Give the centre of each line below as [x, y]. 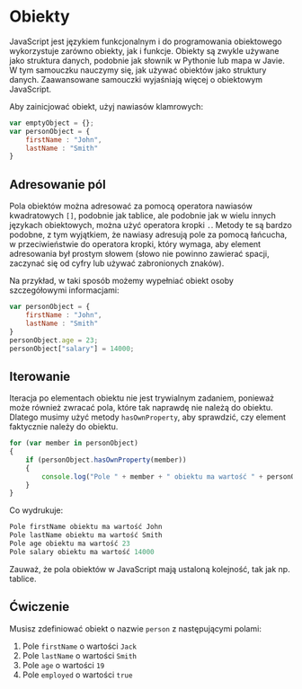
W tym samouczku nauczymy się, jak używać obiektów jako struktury [138, 70]
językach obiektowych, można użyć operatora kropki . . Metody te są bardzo [151, 225]
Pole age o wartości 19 [63, 665]
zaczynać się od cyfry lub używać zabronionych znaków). [117, 263]
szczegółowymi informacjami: [64, 290]
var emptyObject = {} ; [52, 123]
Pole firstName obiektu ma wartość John [86, 527]
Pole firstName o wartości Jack [80, 646]
